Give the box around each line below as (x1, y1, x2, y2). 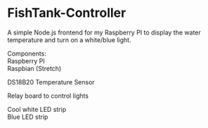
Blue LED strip (7, 113, 48, 121)
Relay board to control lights (7, 91, 89, 100)
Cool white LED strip (7, 105, 67, 113)
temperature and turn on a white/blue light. (7, 35, 131, 44)
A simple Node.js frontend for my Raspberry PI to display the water (7, 28, 202, 37)
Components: (7, 49, 47, 58)
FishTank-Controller (7, 5, 126, 21)
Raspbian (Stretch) (7, 64, 62, 72)
